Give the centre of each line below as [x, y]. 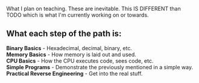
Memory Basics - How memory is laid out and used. [71, 54]
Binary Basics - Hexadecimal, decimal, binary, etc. [69, 48]
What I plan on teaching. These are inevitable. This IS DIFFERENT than [93, 9]
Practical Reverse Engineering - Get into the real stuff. [74, 73]
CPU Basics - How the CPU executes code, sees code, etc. [80, 61]
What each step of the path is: [64, 34]
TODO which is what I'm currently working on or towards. [77, 15]
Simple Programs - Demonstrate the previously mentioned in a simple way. [100, 67]
